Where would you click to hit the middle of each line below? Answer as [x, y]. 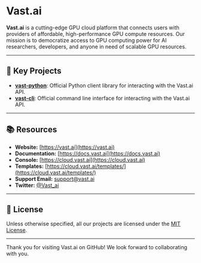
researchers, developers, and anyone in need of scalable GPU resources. [96, 47]
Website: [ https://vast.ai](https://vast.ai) [65, 147]
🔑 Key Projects [34, 71]
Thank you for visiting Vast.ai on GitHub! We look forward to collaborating [97, 247]
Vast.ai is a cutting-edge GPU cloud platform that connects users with [93, 27]
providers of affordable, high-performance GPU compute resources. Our [96, 33]
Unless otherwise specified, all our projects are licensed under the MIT [93, 224]
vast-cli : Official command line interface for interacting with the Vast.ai [102, 98]
